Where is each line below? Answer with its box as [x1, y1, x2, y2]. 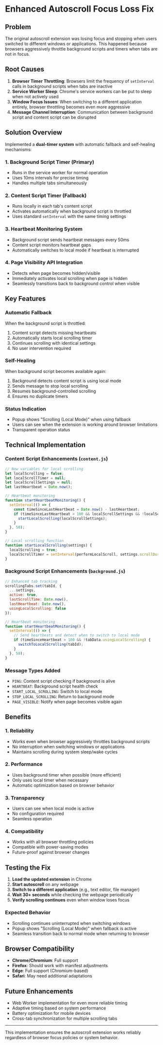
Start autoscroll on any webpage [12, 882, 79, 887]
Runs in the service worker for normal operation [12, 169, 108, 176]
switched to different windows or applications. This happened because [5, 41, 147, 47]
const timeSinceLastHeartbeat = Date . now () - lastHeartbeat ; [14, 507, 140, 512]
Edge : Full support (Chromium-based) [12, 968, 88, 974]
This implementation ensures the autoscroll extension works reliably [5, 1029, 141, 1035]
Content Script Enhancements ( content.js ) [5, 456, 108, 462]
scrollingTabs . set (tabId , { [5, 584, 62, 588]
